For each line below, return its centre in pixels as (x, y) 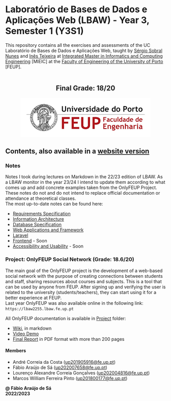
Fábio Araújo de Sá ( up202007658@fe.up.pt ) (60, 367)
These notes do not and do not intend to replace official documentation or (83, 193)
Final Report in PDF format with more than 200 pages (68, 339)
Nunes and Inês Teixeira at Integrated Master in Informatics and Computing (84, 56)
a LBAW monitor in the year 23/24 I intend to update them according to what (85, 182)
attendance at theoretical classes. (41, 198)
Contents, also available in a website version (77, 151)
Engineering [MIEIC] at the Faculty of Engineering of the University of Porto (84, 61)
